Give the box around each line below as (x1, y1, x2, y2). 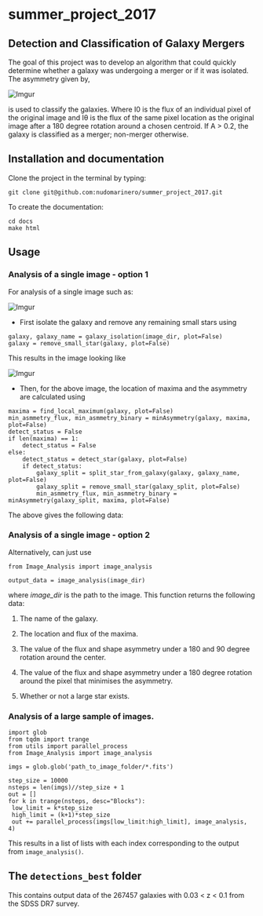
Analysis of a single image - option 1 (8, 269, 149, 280)
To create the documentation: (8, 202, 104, 211)
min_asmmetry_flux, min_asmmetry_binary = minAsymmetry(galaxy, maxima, (8, 414, 251, 422)
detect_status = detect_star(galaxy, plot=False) (22, 455, 188, 463)
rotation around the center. (19, 652, 107, 662)
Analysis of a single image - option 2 (8, 530, 151, 541)
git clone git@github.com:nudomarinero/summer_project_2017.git (8, 188, 223, 196)
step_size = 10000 (8, 777, 68, 785)
